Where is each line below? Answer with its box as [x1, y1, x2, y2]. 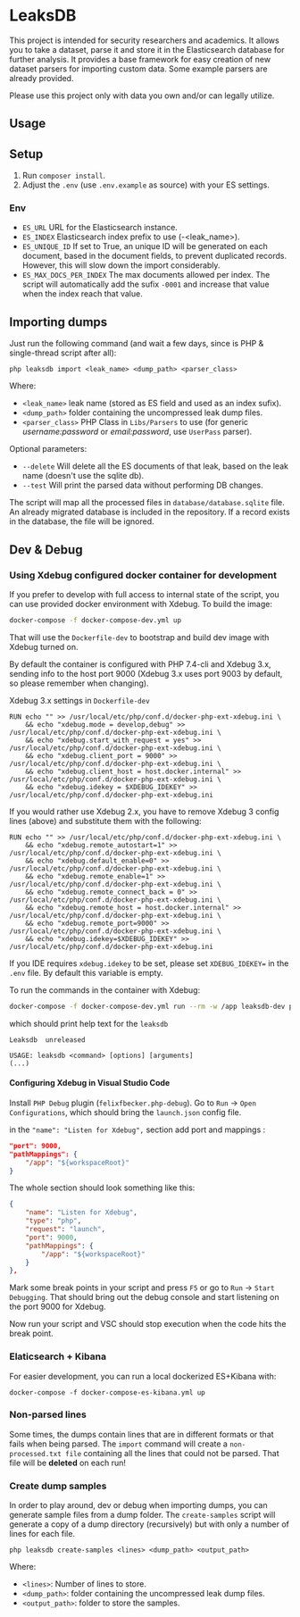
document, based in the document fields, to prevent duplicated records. [21, 251, 287, 262]
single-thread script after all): [9, 347, 117, 358]
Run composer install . [21, 171, 105, 181]
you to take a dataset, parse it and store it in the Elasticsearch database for [9, 44, 285, 54]
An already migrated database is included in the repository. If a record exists [9, 506, 290, 518]
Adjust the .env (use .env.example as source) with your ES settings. [21, 179, 271, 190]
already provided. [9, 72, 74, 83]
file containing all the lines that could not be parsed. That [65, 1447, 279, 1458]
